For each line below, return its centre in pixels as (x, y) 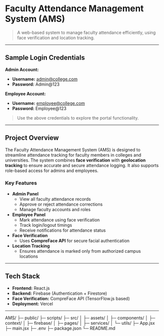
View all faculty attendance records (55, 199)
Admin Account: (22, 70)
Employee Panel (29, 215)
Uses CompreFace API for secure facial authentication (74, 240)
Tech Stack (22, 276)
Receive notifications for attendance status (62, 230)
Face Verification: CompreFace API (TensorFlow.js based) (71, 298)
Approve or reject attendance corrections (61, 204)
